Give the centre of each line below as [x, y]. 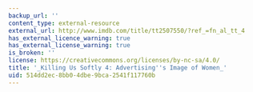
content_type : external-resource [64, 23]
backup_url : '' [34, 16]
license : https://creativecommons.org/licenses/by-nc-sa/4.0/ [114, 61]
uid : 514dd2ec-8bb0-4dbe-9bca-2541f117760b [82, 75]
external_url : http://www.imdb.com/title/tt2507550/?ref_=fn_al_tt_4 [127, 30]
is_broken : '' [32, 53]
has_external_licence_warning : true [69, 38]
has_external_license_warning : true [69, 46]
